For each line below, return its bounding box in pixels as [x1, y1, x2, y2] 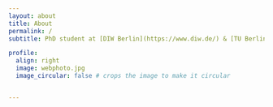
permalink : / [8, 27, 53, 35]
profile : [8, 49, 38, 58]
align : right [15, 57, 60, 65]
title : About [8, 19, 53, 28]
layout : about [8, 11, 57, 20]
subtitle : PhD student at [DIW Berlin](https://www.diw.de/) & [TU [8, 34, 242, 43]
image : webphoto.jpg [15, 64, 85, 73]
